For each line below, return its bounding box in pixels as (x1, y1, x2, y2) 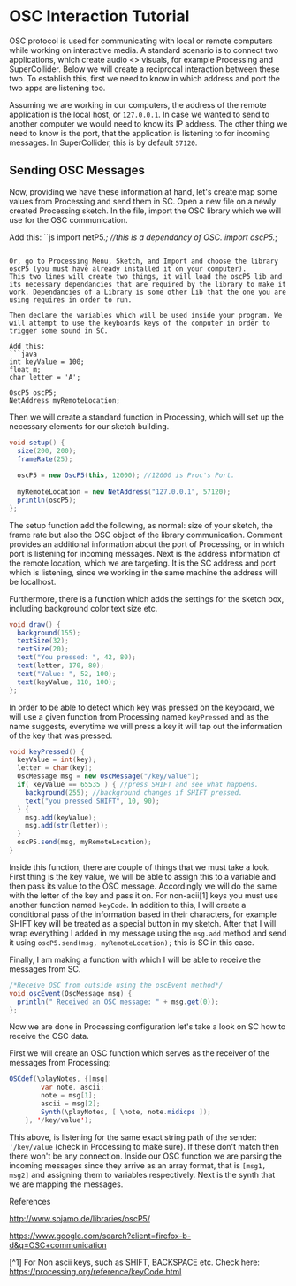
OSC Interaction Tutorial (9, 6, 190, 27)
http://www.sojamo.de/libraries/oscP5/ (9, 1213, 150, 1223)
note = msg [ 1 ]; (41, 1091, 97, 1100)
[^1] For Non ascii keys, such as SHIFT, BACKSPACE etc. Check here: (9, 1257, 261, 1267)
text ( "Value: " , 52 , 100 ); (17, 669, 117, 678)
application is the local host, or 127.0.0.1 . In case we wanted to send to (9, 109, 270, 119)
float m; (9, 365, 42, 373)
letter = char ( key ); (17, 764, 93, 773)
